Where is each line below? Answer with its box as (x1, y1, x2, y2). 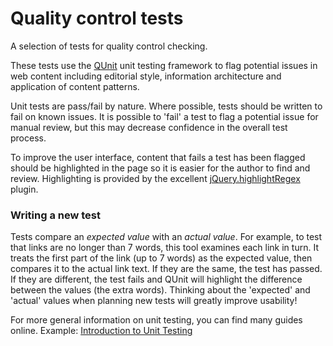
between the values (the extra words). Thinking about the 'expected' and (10, 284, 311, 296)
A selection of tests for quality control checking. (10, 40, 208, 52)
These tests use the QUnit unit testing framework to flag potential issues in (10, 59, 318, 71)
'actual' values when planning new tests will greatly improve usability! (10, 295, 298, 307)
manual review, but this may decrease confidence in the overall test (10, 121, 288, 133)
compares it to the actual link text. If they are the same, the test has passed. (10, 263, 323, 275)
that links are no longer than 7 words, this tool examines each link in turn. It (10, 242, 319, 254)
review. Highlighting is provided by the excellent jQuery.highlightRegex (10, 172, 301, 184)
